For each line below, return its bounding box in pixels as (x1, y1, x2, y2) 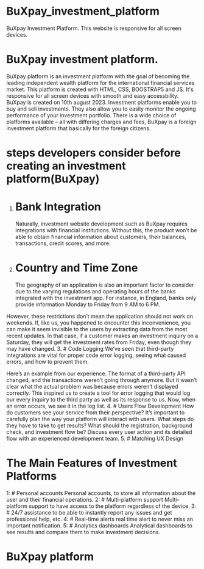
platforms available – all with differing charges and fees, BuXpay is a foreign (6, 118, 197, 125)
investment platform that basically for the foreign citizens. (6, 124, 151, 132)
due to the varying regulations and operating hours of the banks (15, 287, 176, 295)
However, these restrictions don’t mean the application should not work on (6, 312, 194, 320)
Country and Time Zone (15, 261, 138, 275)
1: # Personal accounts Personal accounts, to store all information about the (6, 489, 196, 496)
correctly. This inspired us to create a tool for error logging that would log (6, 389, 191, 397)
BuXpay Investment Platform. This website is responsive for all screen (6, 24, 181, 32)
